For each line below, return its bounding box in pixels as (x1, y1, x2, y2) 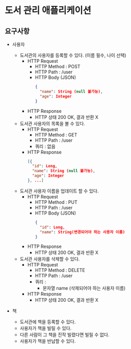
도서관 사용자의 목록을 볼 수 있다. (19, 120, 85, 126)
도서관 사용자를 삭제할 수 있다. (19, 256, 80, 262)
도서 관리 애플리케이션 (5, 5, 91, 16)
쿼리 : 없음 (35, 143, 56, 149)
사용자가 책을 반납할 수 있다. (19, 338, 76, 344)
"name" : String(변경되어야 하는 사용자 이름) (39, 229, 125, 235)
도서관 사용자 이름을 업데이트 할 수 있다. (19, 188, 99, 194)
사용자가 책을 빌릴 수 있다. (19, 325, 72, 332)
